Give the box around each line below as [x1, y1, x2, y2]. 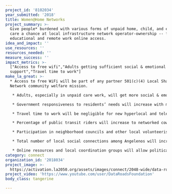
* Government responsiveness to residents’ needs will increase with [12, 102, 164, 107]
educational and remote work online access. [10, 36, 106, 41]
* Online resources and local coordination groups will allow [12, 148, 147, 153]
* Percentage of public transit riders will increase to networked [12, 120, 159, 126]
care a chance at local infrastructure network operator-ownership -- [10, 31, 164, 36]
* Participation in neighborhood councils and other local [12, 130, 141, 135]
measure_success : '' [5, 55, 50, 60]
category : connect [5, 153, 45, 158]
